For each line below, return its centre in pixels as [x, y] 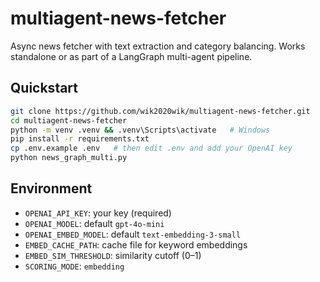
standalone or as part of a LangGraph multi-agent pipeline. [131, 56]
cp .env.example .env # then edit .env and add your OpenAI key [151, 148]
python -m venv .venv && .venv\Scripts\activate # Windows [140, 130]
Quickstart [44, 88]
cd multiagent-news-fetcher [69, 120]
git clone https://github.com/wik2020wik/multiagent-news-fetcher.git [160, 111]
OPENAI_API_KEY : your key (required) [98, 213]
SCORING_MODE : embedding [74, 266]
